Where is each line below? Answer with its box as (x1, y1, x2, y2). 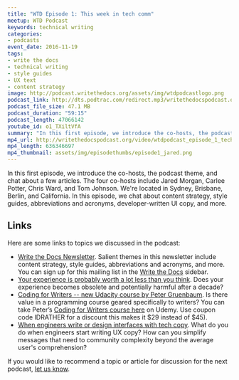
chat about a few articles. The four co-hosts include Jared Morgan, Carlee (7, 176, 225, 185)
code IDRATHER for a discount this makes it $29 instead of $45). (17, 312, 208, 321)
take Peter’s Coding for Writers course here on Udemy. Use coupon (17, 305, 216, 314)
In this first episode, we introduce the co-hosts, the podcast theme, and (7, 169, 218, 177)
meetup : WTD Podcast (7, 17, 69, 24)
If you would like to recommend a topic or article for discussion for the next (7, 357, 228, 365)
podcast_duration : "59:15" (7, 110, 87, 117)
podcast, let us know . (7, 364, 70, 373)
